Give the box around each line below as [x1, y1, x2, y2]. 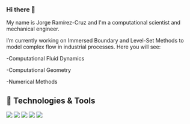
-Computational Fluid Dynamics [6, 55, 85, 62]
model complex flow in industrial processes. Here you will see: [6, 43, 161, 50]
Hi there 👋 [6, 5, 36, 14]
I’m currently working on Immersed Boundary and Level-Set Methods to [6, 37, 185, 44]
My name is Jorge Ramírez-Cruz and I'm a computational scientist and [6, 19, 181, 26]
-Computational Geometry [6, 66, 71, 74]
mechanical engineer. [6, 25, 60, 32]
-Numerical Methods [6, 78, 58, 86]
